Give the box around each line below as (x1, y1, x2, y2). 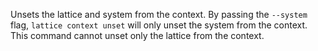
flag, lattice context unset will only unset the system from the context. (10, 19, 308, 31)
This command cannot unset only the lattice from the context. (10, 30, 265, 41)
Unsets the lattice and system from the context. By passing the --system (10, 9, 308, 20)
